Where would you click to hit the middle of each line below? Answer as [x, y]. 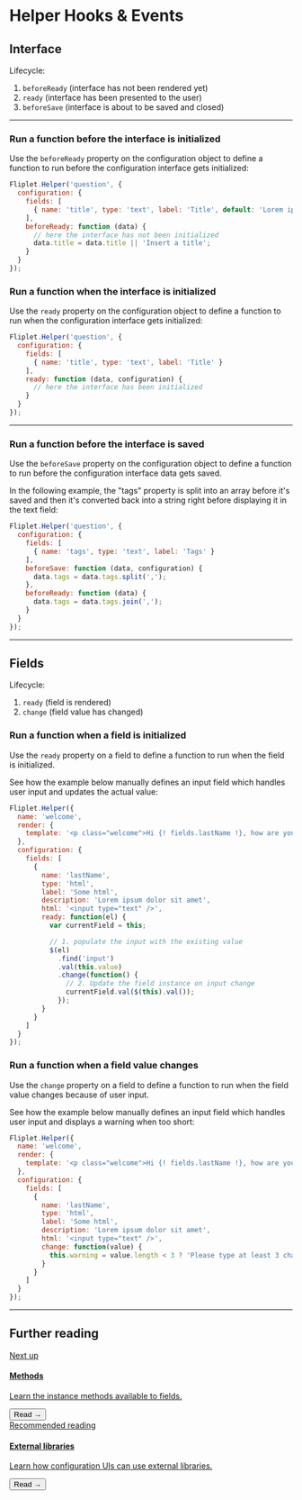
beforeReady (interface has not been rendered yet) [115, 88]
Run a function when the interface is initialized [113, 291]
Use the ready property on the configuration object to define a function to [145, 311]
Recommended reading [53, 1425]
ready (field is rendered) [67, 703]
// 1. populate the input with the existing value [146, 941]
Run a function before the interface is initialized [115, 139]
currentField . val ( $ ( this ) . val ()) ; [130, 992]
